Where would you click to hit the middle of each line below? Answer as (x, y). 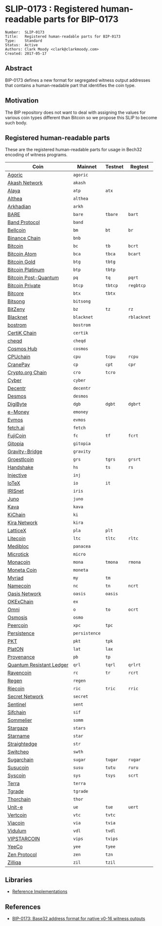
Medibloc (18, 547)
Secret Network (26, 696)
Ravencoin (19, 673)
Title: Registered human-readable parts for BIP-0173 (63, 36)
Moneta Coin (22, 570)
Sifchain (17, 712)
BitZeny (16, 309)
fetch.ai (16, 428)
